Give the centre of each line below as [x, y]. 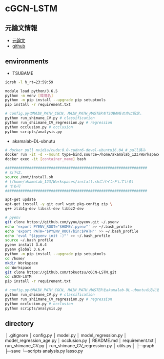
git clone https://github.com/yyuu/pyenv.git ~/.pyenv [62, 222]
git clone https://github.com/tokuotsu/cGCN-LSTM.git [61, 272]
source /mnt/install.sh [29, 177]
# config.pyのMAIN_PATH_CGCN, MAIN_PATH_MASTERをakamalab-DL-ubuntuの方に [81, 290]
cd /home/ [15, 258]
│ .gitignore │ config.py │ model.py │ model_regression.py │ [66, 335]
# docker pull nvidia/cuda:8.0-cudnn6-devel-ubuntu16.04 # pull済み [75, 150]
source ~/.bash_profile [29, 240]
